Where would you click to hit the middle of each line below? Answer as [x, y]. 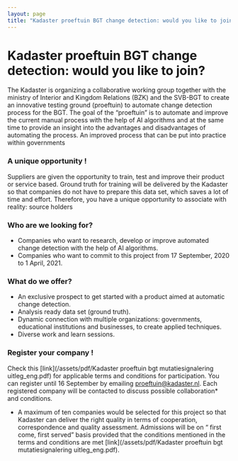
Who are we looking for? [50, 225]
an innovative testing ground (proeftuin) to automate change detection [110, 105]
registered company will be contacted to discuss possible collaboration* [113, 391]
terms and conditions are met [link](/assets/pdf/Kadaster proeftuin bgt [120, 442]
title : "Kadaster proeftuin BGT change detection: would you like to [112, 21]
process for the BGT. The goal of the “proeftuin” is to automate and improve [118, 113]
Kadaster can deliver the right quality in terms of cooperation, [107, 419]
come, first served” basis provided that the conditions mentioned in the [121, 434]
